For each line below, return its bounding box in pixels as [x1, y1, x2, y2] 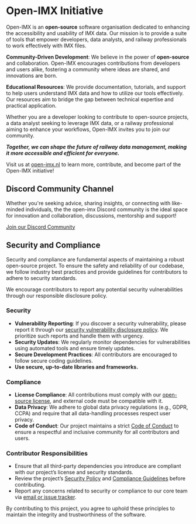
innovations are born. [6, 72, 57, 79]
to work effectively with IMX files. [6, 42, 87, 49]
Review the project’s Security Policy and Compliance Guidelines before [14, 475, 186, 482]
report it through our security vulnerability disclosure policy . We [14, 326, 169, 333]
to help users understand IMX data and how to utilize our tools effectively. [6, 89, 184, 96]
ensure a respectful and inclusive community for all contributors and [14, 429, 180, 436]
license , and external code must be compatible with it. [32, 398, 163, 405]
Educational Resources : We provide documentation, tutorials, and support [6, 83, 186, 90]
